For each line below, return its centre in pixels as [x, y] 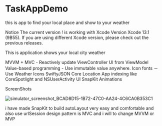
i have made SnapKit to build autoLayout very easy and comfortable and [79, 108]
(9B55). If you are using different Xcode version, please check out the [77, 37]
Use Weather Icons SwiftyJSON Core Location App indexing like [71, 73]
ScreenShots [18, 88]
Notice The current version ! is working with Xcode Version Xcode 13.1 [77, 32]
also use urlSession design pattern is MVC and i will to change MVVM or [80, 113]
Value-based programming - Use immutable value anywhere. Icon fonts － [82, 68]
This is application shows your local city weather [55, 52]
